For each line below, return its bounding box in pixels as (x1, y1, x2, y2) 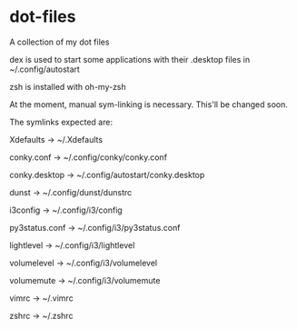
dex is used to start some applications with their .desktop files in (9, 54, 251, 65)
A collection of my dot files (9, 36, 110, 47)
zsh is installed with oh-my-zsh (9, 81, 127, 92)
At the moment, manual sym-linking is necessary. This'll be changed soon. (9, 98, 289, 110)
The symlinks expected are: (9, 116, 114, 127)
